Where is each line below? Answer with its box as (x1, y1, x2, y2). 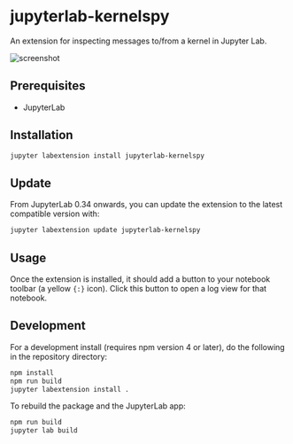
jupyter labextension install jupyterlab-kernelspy (10, 151, 204, 160)
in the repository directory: (10, 351, 108, 362)
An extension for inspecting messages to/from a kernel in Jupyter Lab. (10, 35, 267, 46)
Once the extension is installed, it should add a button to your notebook (10, 273, 271, 284)
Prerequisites (10, 78, 86, 94)
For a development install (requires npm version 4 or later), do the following (10, 341, 286, 352)
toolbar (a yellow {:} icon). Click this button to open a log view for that (10, 283, 267, 293)
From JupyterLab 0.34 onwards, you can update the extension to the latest (10, 199, 283, 210)
